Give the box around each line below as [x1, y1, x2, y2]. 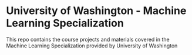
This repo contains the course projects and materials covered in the [6, 36, 170, 43]
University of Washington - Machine [6, 4, 187, 18]
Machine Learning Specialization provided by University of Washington [6, 42, 178, 49]
